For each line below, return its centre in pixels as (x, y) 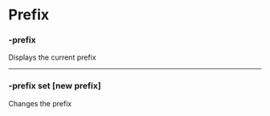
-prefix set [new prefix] (55, 86)
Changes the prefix (40, 103)
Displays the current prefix (52, 57)
